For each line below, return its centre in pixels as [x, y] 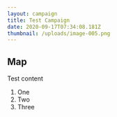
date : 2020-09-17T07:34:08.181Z [54, 27]
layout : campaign [32, 14]
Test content [25, 78]
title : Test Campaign [39, 20]
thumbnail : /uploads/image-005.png [59, 33]
